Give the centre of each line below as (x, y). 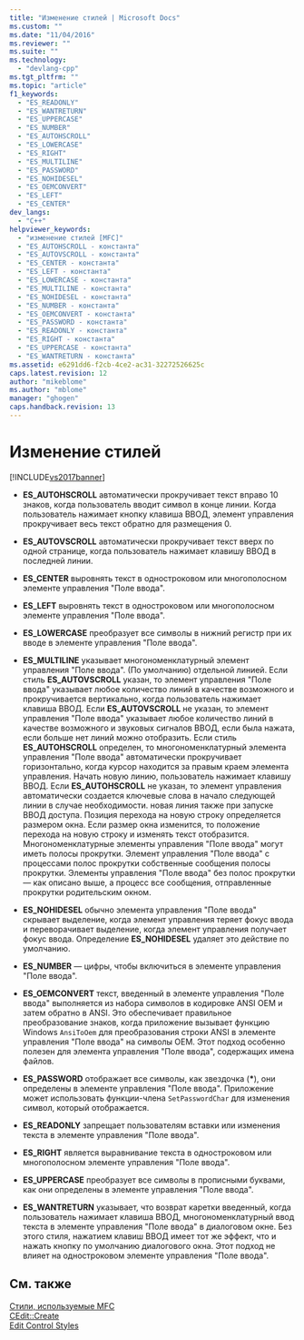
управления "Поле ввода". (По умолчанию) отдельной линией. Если (155, 670)
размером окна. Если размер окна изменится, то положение (141, 824)
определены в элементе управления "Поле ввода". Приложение (148, 1088)
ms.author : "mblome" (49, 390)
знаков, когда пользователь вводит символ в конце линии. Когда (149, 504)
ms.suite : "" (34, 52)
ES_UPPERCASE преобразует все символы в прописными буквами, (154, 1180)
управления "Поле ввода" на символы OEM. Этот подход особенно (154, 1042)
